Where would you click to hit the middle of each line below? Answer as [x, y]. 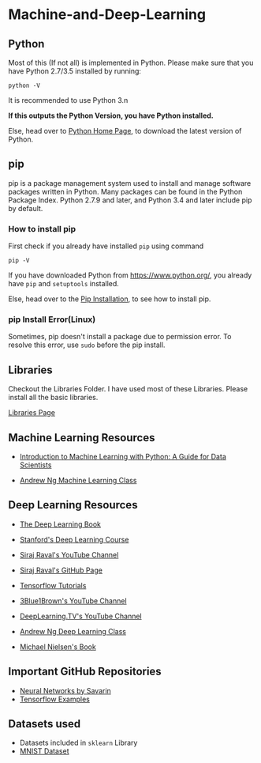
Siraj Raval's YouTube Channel [69, 554]
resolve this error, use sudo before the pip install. [87, 345]
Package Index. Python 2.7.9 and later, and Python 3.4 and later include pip [130, 200]
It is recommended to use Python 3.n [68, 100]
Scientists [35, 465]
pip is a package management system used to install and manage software [130, 183]
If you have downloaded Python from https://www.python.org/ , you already [130, 275]
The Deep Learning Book [60, 524]
